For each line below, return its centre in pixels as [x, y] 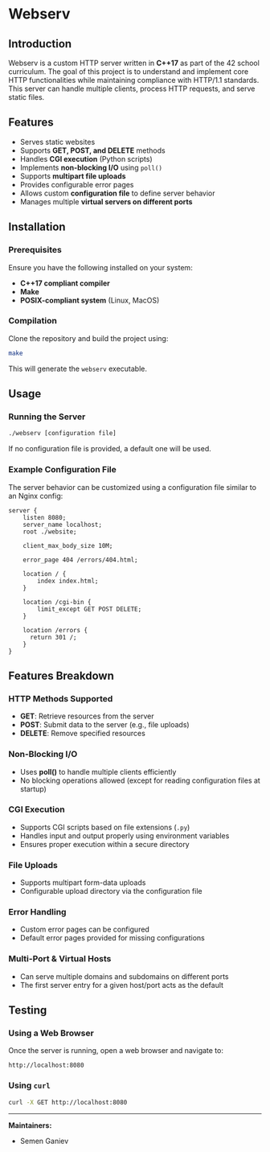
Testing [28, 1010]
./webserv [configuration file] [62, 434]
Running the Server [47, 417]
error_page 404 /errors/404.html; [80, 560]
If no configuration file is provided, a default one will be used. [110, 449]
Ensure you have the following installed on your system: [100, 267]
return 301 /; [53, 637]
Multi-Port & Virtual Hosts [60, 959]
